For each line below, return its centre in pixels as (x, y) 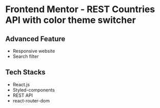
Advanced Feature (35, 39)
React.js (21, 84)
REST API (23, 95)
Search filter (26, 56)
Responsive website (34, 51)
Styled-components (34, 90)
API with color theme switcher (71, 20)
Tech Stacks (26, 72)
